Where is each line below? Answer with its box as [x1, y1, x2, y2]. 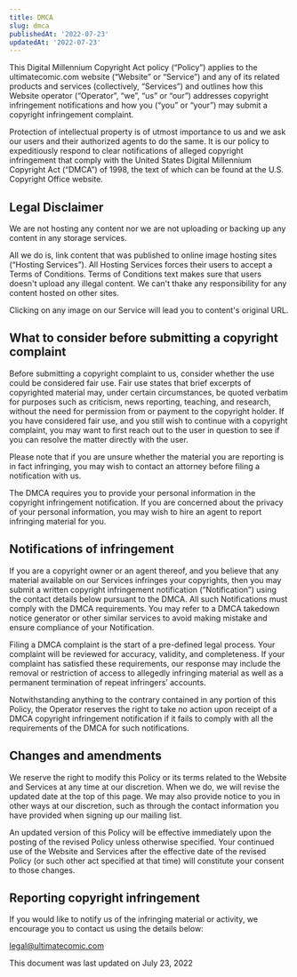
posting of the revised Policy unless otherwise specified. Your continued [9, 837, 275, 847]
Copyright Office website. [9, 174, 104, 185]
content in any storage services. [9, 233, 127, 244]
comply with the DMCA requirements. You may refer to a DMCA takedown [9, 603, 280, 613]
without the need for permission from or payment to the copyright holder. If [9, 405, 285, 416]
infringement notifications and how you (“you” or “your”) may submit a [9, 100, 269, 111]
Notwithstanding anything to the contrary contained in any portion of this [9, 694, 277, 705]
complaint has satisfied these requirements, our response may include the [9, 658, 281, 669]
